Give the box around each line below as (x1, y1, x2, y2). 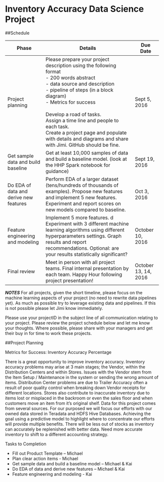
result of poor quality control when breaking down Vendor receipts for (5, 385, 146, 391)
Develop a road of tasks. (45, 111, 102, 118)
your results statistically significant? (45, 251, 128, 258)
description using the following (45, 62, 116, 69)
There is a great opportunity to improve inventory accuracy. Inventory (5, 358, 145, 365)
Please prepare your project (45, 56, 110, 63)
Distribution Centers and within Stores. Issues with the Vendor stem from (5, 369, 152, 375)
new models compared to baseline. (45, 206, 126, 213)
